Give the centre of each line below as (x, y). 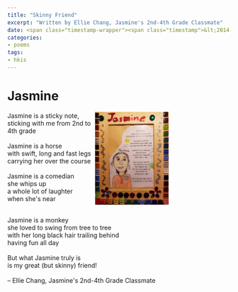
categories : (25, 38)
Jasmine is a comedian (41, 176)
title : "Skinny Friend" (42, 15)
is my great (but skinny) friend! (52, 265)
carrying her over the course (49, 161)
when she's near (32, 198)
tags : (15, 53)
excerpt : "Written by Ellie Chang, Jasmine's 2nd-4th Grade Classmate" (115, 22)
